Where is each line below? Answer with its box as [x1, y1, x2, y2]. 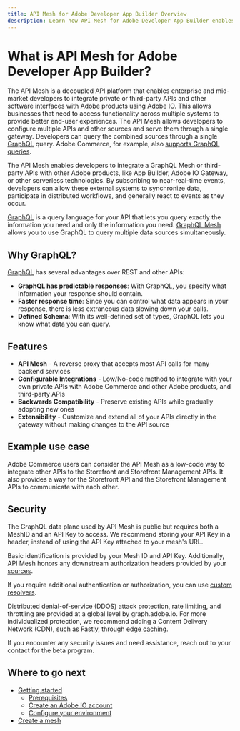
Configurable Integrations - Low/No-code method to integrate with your [17, 374, 232, 383]
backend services [17, 367, 71, 376]
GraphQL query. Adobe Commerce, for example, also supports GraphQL [7, 140, 220, 149]
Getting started [17, 685, 63, 694]
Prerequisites [28, 693, 68, 702]
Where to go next [7, 667, 86, 679]
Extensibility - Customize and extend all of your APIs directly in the [17, 412, 216, 422]
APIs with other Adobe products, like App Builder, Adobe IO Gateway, [24, 169, 229, 177]
